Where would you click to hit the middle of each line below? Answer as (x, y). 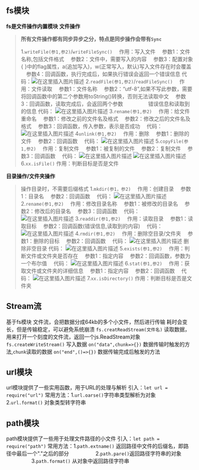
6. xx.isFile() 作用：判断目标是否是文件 (70, 163)
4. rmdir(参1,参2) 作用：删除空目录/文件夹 (128, 233)
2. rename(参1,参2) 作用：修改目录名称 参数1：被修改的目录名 (99, 203)
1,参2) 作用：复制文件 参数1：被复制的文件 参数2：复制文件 (101, 149)
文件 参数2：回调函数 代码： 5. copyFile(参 (105, 141)
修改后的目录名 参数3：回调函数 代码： (87, 211)
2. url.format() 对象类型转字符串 (46, 403)
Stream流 (24, 306)
